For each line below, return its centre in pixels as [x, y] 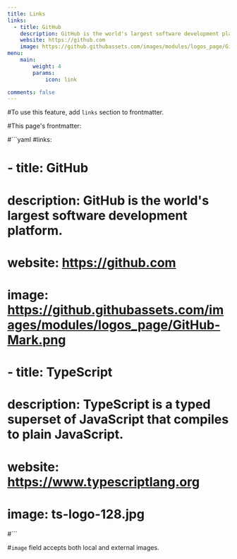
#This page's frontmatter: [44, 126]
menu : [15, 54]
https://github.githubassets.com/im [116, 310]
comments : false [31, 92]
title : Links [26, 14]
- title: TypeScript [60, 372]
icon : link [61, 79]
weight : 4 [47, 66]
